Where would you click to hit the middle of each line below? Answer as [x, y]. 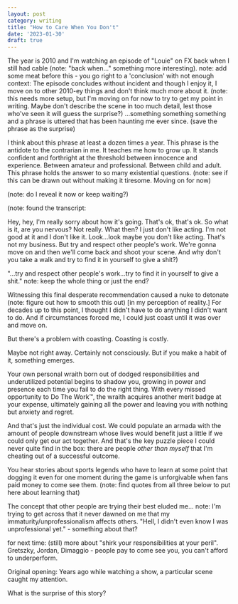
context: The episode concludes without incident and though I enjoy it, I [112, 83]
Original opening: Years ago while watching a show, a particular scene [110, 572]
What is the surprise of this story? [57, 593]
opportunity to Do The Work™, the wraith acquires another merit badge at [114, 397]
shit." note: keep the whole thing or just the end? [78, 281]
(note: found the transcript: [47, 208]
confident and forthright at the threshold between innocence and [102, 158]
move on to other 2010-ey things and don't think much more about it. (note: [118, 91]
